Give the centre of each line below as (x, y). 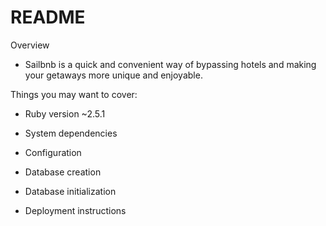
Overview (30, 45)
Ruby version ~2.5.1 (65, 113)
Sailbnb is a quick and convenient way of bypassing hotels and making (170, 64)
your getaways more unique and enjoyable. (113, 75)
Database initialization (70, 191)
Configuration (53, 152)
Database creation (63, 172)
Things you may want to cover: (74, 94)
